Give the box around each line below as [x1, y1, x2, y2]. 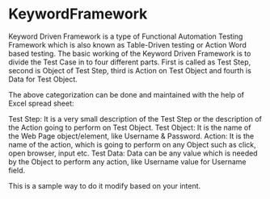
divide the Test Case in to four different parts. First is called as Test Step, [8, 57, 251, 67]
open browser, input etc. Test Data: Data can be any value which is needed [8, 148, 258, 158]
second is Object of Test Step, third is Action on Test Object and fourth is [8, 65, 252, 75]
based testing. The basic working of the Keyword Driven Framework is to [8, 48, 251, 58]
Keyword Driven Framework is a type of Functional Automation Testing [8, 31, 243, 41]
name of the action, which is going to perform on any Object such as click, [8, 139, 256, 149]
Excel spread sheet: [8, 98, 74, 108]
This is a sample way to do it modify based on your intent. [8, 180, 201, 190]
